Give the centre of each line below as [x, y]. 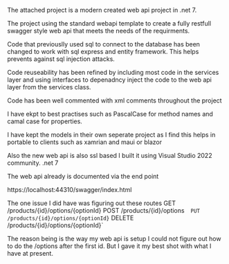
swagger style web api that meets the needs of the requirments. [99, 31]
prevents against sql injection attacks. [61, 59]
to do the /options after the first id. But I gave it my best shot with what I [109, 246]
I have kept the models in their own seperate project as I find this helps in [111, 135]
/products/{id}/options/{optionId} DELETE [71, 218]
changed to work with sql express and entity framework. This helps [103, 52]
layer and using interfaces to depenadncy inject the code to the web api [110, 80]
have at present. [30, 253]
